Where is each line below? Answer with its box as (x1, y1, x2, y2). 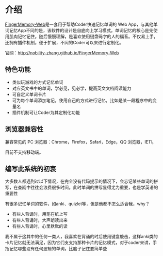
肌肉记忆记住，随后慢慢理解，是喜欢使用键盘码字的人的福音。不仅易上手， (9, 33, 158, 39)
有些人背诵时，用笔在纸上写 (12, 211, 68, 217)
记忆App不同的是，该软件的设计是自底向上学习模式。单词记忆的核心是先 (9, 27, 154, 33)
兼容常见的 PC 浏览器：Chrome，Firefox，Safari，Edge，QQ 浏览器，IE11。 (5, 139, 156, 144)
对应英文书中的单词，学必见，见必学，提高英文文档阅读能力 (12, 85, 131, 91)
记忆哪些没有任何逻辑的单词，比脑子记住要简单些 (9, 246, 107, 252)
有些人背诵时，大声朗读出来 (12, 217, 68, 223)
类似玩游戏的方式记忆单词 (12, 79, 64, 85)
